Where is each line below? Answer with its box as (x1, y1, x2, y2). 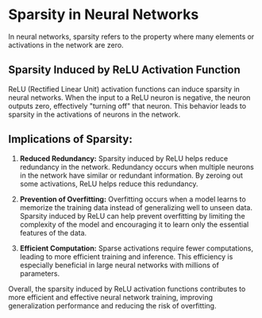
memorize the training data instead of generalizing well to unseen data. (19, 202, 252, 212)
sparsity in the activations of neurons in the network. (8, 109, 181, 119)
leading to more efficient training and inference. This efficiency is (19, 251, 233, 261)
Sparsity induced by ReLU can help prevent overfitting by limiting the (19, 211, 245, 220)
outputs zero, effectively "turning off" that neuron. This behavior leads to (8, 101, 247, 110)
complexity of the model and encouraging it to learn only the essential (19, 220, 249, 229)
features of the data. (19, 228, 87, 237)
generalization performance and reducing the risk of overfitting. (8, 301, 217, 310)
